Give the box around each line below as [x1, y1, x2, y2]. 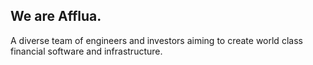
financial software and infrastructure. [10, 45, 163, 57]
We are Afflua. [10, 8, 102, 25]
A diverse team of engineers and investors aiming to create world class [10, 34, 303, 46]
